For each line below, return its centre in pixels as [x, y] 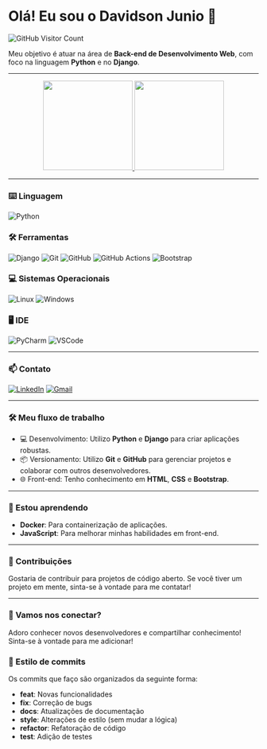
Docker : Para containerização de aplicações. [93, 525]
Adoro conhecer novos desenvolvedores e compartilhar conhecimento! [125, 632]
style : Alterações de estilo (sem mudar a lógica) [99, 720]
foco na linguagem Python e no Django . [74, 62]
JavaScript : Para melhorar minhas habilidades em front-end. [119, 534]
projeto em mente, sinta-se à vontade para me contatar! [100, 587]
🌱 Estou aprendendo [48, 507]
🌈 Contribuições [40, 561]
